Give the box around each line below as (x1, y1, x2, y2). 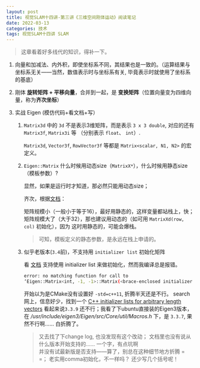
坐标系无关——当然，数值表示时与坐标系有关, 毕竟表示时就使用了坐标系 (14, 68, 191, 76)
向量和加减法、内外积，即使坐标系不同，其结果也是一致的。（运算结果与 (14, 61, 190, 68)
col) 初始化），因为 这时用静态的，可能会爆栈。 (23, 223, 140, 230)
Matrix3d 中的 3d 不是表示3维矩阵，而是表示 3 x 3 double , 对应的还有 (23, 122, 195, 129)
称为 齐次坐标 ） (25, 96, 63, 104)
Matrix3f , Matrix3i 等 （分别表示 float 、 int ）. (23, 129, 141, 137)
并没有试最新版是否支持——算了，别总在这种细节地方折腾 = (38, 348, 185, 355)
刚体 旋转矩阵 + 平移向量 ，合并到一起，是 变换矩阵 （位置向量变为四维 (14, 89, 186, 96)
